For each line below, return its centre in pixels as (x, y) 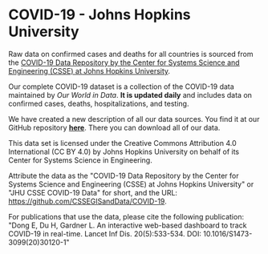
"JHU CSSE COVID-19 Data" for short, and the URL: (93, 192)
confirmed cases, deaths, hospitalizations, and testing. (99, 103)
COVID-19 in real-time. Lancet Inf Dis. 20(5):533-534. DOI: (105, 233)
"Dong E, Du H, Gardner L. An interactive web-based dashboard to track (128, 225)
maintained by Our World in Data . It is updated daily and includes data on (130, 95)
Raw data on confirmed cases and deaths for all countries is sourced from (131, 54)
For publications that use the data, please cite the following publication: (126, 216)
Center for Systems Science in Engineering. (80, 160)
